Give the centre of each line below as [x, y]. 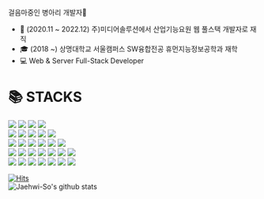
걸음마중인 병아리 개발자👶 [47, 12]
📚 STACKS [45, 97]
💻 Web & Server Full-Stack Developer [82, 61]
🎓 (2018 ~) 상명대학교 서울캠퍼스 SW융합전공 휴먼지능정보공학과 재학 [129, 49]
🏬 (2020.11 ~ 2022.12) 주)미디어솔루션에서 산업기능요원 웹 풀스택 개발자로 [134, 29]
